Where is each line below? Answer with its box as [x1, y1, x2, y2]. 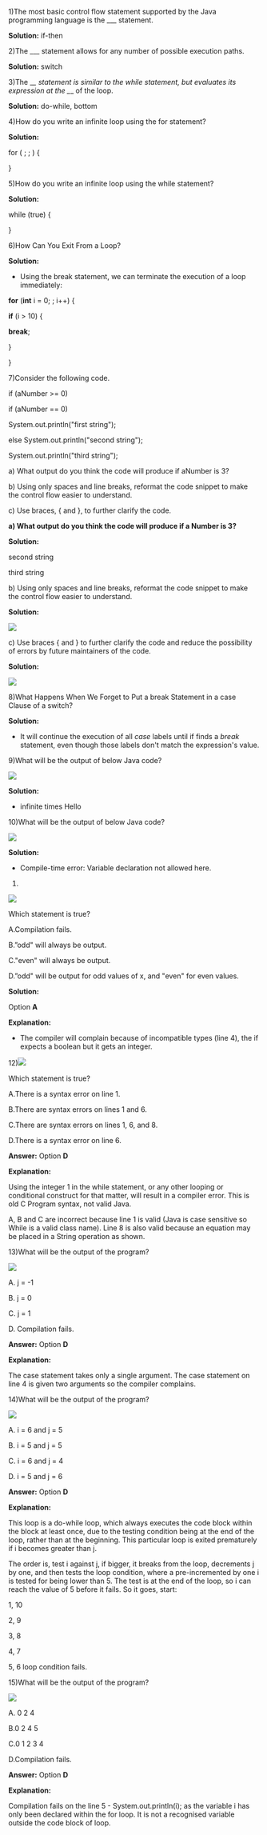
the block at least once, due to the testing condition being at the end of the [8, 1527, 254, 1536]
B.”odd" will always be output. [8, 940, 107, 949]
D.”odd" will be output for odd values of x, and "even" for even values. [8, 971, 240, 981]
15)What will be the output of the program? [8, 1677, 149, 1687]
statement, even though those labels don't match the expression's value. [19, 740, 260, 750]
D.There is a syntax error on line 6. [8, 1136, 122, 1145]
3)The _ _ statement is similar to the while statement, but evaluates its [8, 78, 237, 86]
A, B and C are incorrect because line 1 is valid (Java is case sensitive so [8, 1215, 248, 1224]
